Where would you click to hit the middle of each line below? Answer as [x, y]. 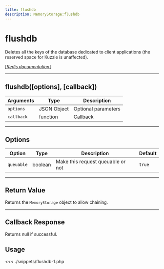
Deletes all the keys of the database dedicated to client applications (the [78, 52]
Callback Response [35, 222]
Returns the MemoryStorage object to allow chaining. [57, 202]
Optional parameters [97, 109]
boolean [42, 165]
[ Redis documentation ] [28, 67]
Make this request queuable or [91, 161]
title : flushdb [20, 10]
